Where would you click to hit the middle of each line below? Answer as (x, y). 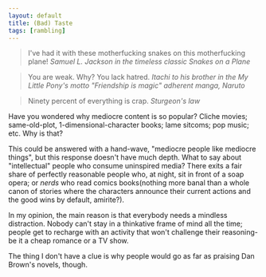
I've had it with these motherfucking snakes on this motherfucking (136, 53)
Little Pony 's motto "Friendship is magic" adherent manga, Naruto (136, 85)
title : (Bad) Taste (41, 23)
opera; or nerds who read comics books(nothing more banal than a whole (129, 183)
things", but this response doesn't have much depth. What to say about (125, 157)
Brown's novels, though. (48, 265)
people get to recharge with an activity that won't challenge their (114, 232)
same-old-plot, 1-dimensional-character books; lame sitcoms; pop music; (129, 125)
